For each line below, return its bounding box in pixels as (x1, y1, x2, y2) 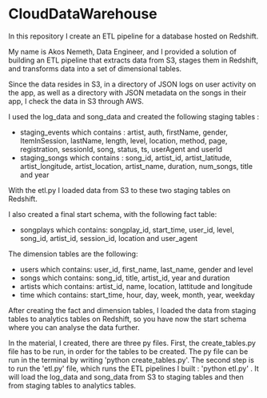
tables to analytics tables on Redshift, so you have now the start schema (8, 314, 247, 324)
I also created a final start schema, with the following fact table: (8, 209, 217, 219)
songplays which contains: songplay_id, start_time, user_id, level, (19, 225, 234, 235)
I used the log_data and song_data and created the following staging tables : (8, 111, 260, 121)
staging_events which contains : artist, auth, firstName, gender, (19, 127, 229, 137)
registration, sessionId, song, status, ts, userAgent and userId (19, 144, 222, 154)
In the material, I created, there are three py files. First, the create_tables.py (8, 338, 256, 348)
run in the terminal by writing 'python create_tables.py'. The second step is (8, 355, 254, 364)
